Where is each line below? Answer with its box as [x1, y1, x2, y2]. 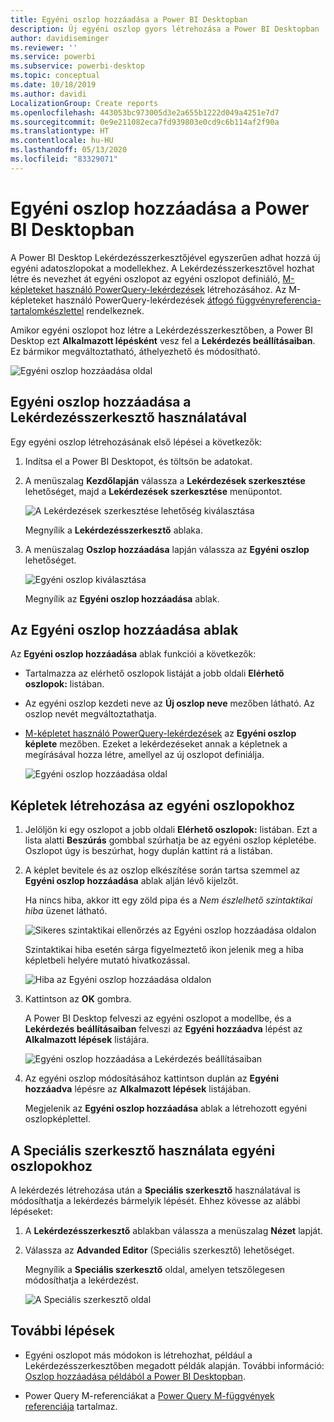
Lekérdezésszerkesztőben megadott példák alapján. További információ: [24, 1359, 325, 1371]
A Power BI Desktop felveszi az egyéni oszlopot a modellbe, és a [24, 1012, 292, 1025]
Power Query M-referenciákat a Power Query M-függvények [24, 1389, 275, 1401]
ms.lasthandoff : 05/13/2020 [10, 145, 128, 155]
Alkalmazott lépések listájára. [24, 1034, 150, 1046]
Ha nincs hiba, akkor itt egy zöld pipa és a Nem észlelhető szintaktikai [24, 894, 313, 906]
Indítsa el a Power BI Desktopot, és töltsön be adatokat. [24, 455, 253, 467]
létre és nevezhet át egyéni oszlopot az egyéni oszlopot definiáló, [10, 272, 281, 285]
